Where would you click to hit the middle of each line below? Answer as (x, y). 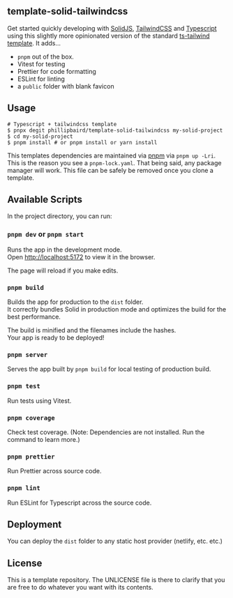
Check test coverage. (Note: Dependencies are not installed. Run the (106, 432)
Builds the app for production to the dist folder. (75, 302)
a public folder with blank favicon (66, 86)
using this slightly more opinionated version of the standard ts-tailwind (109, 36)
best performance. (34, 317)
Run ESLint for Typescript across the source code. (80, 503)
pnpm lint (24, 488)
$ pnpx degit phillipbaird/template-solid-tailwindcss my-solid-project (115, 130)
